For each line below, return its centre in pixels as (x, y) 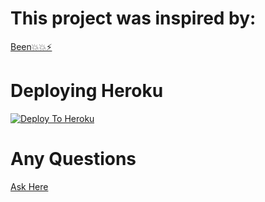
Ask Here (29, 186)
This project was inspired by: (133, 18)
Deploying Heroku (87, 91)
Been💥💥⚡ (31, 46)
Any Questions (73, 159)
